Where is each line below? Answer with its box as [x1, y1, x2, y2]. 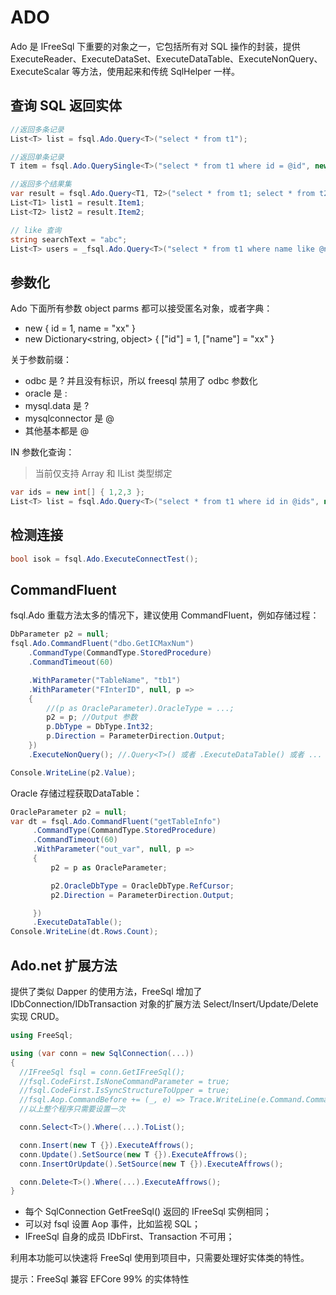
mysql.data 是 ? [24, 400, 90, 412]
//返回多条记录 [10, 124, 65, 135]
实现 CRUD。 [10, 1011, 65, 1022]
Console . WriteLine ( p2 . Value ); [10, 767, 137, 778]
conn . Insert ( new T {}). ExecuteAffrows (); [19, 1140, 195, 1150]
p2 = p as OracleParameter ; [50, 862, 168, 873]
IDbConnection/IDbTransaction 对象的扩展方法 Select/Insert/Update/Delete [10, 998, 319, 1010]
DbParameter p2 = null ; [10, 629, 110, 640]
